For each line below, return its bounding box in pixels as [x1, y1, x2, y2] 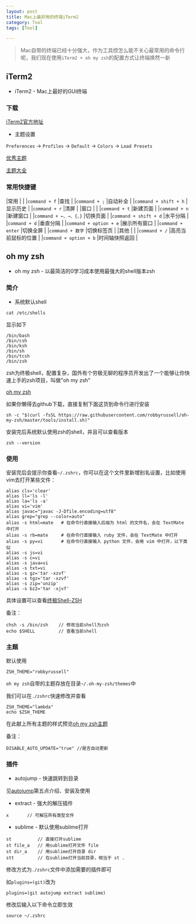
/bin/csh [6, 337, 27, 343]
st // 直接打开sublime [6, 836, 82, 842]
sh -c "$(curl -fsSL [6, 412, 57, 418]
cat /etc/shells [6, 310, 46, 316]
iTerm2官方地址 [6, 118, 44, 125]
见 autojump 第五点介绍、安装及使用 [6, 787, 91, 794]
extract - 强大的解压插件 [14, 799, 73, 806]
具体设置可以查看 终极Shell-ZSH [6, 597, 82, 604]
